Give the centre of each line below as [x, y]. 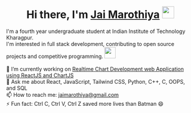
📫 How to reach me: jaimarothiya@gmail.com [63, 94]
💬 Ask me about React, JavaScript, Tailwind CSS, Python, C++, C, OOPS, [95, 81]
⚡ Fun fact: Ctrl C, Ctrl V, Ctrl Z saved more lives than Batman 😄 [85, 103]
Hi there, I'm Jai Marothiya [93, 15]
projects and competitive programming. [55, 56]
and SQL [17, 88]
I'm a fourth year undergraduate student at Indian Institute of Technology [96, 31]
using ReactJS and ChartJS [40, 75]
